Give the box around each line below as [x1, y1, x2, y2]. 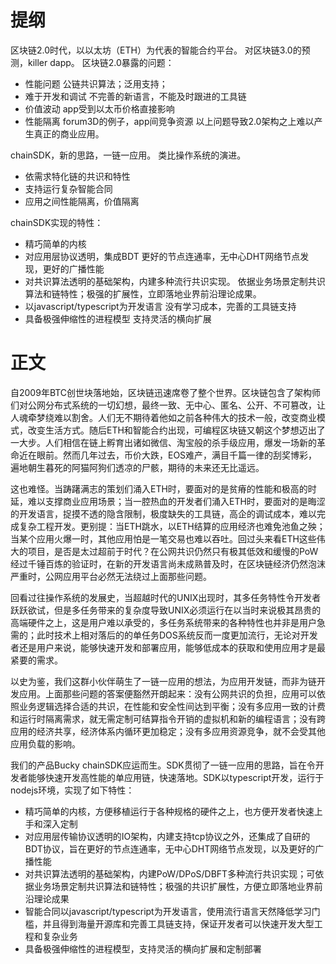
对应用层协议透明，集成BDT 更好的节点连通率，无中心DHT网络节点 [24, 250, 301, 262]
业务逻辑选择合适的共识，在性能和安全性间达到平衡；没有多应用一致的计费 [18, 700, 326, 712]
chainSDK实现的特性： [10, 216, 104, 228]
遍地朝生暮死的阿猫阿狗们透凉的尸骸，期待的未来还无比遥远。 [10, 461, 265, 473]
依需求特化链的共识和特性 [24, 170, 131, 182]
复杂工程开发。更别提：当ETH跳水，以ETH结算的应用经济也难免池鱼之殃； [18, 520, 326, 532]
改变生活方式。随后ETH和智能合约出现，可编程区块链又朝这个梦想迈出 [27, 424, 317, 436]
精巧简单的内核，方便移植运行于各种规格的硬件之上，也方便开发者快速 [24, 805, 315, 817]
